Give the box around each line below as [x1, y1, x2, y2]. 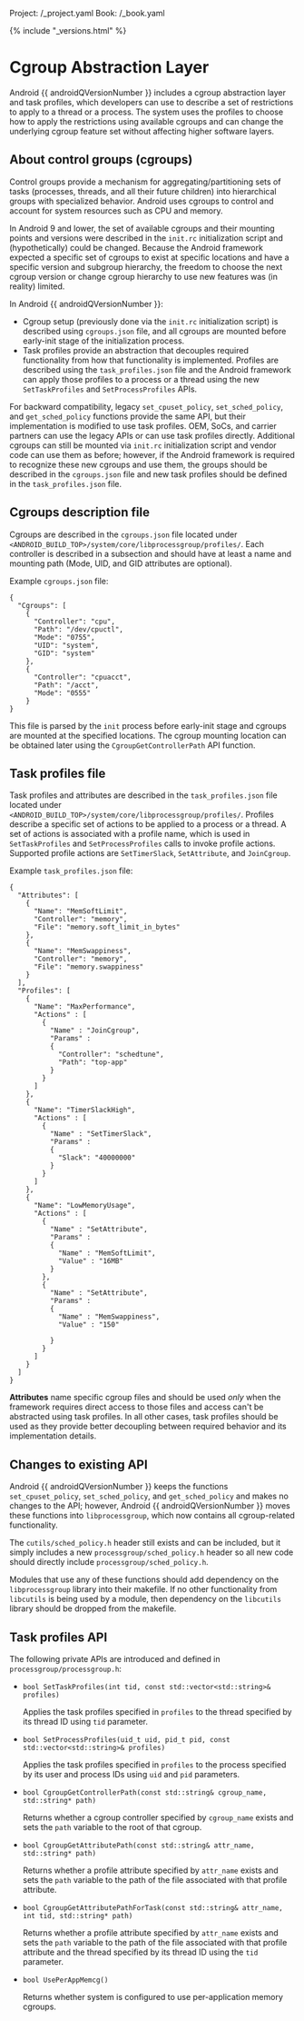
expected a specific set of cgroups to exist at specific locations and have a [9, 252, 289, 263]
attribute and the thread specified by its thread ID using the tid [22, 1946, 259, 1957]
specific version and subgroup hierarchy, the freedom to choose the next [9, 261, 283, 272]
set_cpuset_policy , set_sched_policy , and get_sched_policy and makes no [9, 1490, 289, 1502]
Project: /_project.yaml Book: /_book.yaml [9, 8, 165, 18]
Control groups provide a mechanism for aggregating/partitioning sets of [9, 176, 281, 187]
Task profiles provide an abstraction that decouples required [22, 344, 250, 355]
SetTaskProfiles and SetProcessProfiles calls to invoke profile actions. [9, 838, 276, 849]
